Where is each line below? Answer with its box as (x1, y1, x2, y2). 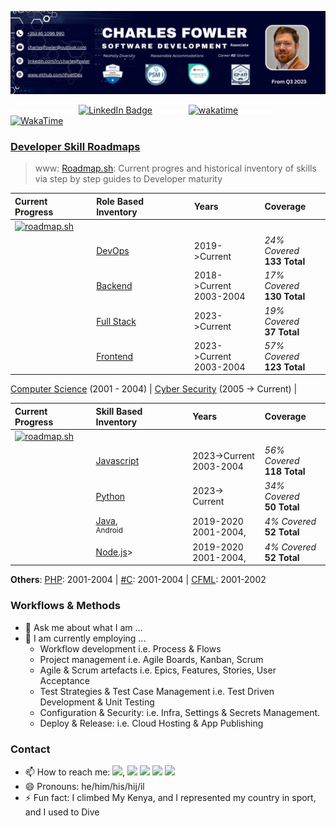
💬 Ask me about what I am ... (24, 621, 143, 633)
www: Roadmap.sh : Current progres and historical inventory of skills (34, 162, 317, 175)
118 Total (264, 466, 306, 478)
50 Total (264, 501, 300, 513)
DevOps (96, 245, 130, 257)
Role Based (96, 195, 145, 207)
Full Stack (96, 315, 137, 327)
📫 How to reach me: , (24, 766, 126, 778)
